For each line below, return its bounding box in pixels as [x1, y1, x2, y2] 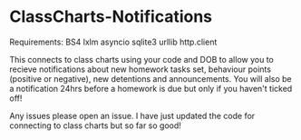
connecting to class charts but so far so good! [9, 120, 181, 131]
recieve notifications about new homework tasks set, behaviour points [9, 64, 272, 75]
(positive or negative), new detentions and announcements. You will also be [9, 73, 292, 84]
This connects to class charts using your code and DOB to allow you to [9, 54, 274, 65]
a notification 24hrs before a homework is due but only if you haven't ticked [9, 83, 293, 94]
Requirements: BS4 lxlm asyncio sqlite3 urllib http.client [9, 36, 218, 47]
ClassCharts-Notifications [9, 6, 213, 27]
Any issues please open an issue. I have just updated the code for [9, 110, 256, 121]
